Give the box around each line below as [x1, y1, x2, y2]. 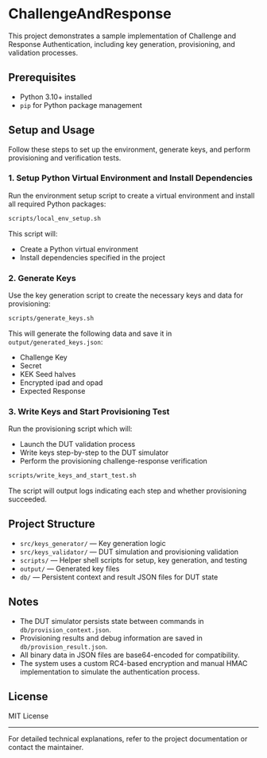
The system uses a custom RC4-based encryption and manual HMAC [19, 658, 248, 668]
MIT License [8, 711, 49, 721]
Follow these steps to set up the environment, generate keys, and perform [8, 144, 250, 154]
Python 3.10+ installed [19, 92, 93, 102]
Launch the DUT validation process [19, 440, 136, 449]
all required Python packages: [8, 199, 106, 209]
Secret [19, 360, 42, 370]
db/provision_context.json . [19, 625, 111, 634]
